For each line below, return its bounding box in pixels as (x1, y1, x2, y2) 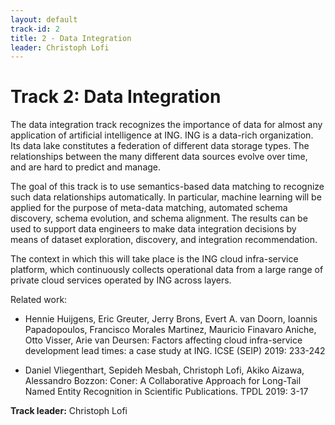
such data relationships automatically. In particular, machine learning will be (10, 191, 322, 203)
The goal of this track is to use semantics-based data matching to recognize (10, 181, 325, 193)
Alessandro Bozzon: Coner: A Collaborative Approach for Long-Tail (24, 375, 302, 387)
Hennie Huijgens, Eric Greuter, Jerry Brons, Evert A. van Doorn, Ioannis (24, 313, 318, 325)
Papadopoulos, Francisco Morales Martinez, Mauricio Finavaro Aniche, (24, 324, 317, 336)
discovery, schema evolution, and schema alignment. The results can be (10, 212, 308, 225)
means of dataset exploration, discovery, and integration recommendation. (10, 234, 318, 246)
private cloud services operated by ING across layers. (10, 274, 232, 286)
